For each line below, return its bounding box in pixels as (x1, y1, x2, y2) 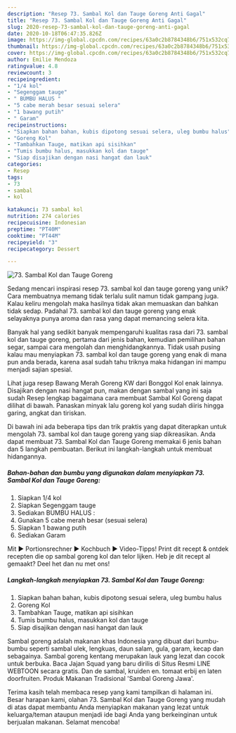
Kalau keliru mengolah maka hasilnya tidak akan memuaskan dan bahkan (7, 300, 219, 308)
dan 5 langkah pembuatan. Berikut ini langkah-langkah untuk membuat (7, 445, 213, 454)
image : (7, 37, 27, 44)
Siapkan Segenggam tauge (17, 501, 96, 510)
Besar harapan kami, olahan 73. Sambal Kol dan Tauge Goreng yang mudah (7, 696, 226, 704)
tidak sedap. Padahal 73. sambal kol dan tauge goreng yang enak (7, 307, 197, 315)
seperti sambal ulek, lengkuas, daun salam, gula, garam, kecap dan (29, 644, 224, 653)
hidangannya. (7, 452, 47, 461)
